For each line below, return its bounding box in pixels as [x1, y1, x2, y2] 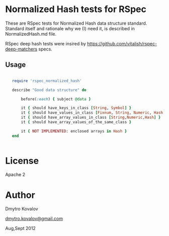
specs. [38, 46, 53, 52]
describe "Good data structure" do [12, 87, 87, 93]
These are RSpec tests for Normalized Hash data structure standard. [5, 20, 147, 26]
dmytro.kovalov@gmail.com [5, 215, 63, 222]
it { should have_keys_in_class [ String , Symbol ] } [21, 106, 132, 111]
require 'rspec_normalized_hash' [12, 78, 82, 84]
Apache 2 [5, 172, 26, 178]
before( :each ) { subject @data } [21, 97, 92, 102]
